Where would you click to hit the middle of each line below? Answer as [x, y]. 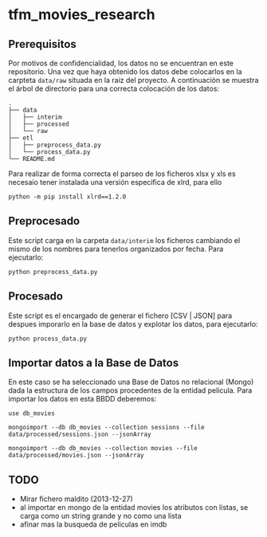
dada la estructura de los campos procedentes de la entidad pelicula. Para [130, 390]
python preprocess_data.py [53, 272]
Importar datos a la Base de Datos [94, 363]
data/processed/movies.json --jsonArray [77, 456]
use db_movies [32, 414]
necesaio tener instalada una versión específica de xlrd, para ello [115, 182]
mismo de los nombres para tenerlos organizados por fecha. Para [116, 249]
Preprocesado [44, 221]
